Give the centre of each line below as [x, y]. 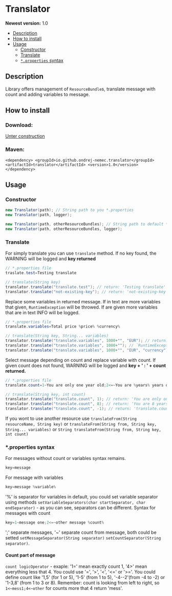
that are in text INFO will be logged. [42, 312]
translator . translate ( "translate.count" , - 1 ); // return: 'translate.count [88, 409]
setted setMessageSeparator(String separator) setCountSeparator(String [83, 538]
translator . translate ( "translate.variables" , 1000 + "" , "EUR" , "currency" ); [88, 350]
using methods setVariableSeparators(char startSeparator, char [76, 502]
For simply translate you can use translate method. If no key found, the [81, 253]
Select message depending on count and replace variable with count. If [81, 360]
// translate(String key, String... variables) [57, 336]
